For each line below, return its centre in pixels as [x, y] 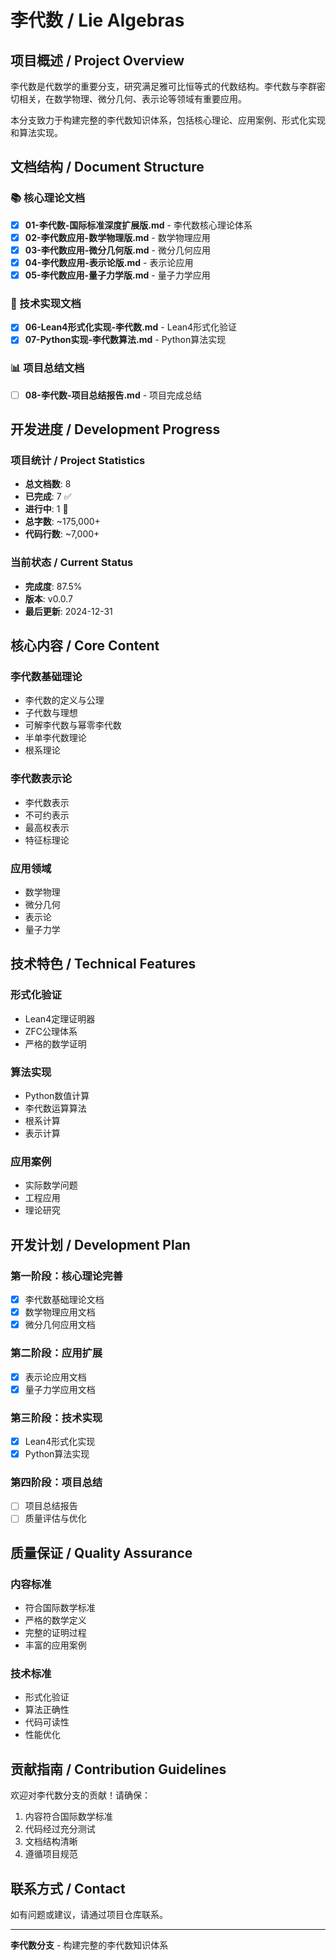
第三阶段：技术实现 [56, 1418]
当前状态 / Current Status [72, 563]
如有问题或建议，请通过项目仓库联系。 [89, 1915]
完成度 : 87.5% [53, 586]
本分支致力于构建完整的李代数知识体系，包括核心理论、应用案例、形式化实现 [168, 120]
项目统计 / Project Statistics [78, 461]
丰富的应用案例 [55, 1645]
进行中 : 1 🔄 [46, 509]
